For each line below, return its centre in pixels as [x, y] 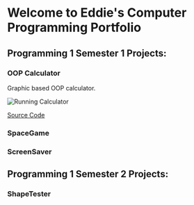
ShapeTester [29, 194]
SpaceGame [29, 133]
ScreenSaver [30, 151]
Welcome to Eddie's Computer [97, 13]
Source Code [26, 115]
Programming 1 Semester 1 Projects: [87, 53]
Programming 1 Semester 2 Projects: [88, 174]
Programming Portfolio [74, 27]
